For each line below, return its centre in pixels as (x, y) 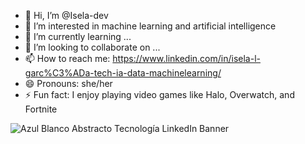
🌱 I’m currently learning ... (78, 36)
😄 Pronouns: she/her (68, 83)
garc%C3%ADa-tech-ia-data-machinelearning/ (123, 73)
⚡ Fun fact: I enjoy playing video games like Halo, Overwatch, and (159, 94)
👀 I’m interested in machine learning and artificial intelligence (150, 26)
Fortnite (41, 109)
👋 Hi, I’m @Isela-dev (66, 15)
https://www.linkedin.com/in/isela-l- (186, 58)
